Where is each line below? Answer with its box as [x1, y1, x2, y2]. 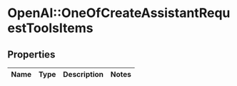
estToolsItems [7, 20, 94, 36]
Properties [7, 48, 56, 60]
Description [63, 70, 104, 79]
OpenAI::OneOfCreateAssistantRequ [7, 5, 231, 21]
